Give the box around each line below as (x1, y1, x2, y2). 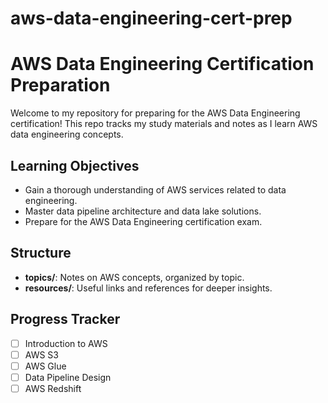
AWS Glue (24, 360, 67, 372)
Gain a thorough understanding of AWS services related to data (24, 183, 287, 196)
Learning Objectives (10, 157, 140, 174)
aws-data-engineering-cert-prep (10, 7, 293, 30)
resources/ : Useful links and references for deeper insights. (24, 282, 273, 294)
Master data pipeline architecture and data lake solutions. (24, 205, 262, 217)
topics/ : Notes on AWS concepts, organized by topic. (24, 271, 245, 283)
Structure (10, 245, 72, 262)
